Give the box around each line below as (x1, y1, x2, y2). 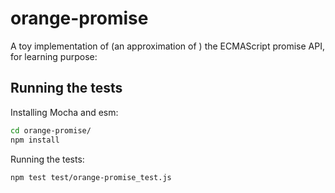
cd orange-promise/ (10, 125, 92, 136)
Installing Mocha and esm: (10, 106, 119, 118)
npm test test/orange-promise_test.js (10, 172, 172, 182)
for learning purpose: (10, 50, 98, 62)
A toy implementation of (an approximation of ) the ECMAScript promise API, (10, 40, 325, 52)
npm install (10, 135, 60, 145)
